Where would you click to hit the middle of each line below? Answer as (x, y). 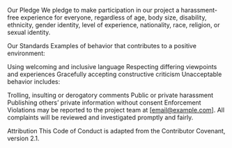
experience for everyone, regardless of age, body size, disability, (114, 17)
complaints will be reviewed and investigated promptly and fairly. (100, 117)
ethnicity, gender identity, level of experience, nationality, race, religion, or (114, 25)
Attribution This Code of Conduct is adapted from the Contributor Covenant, (116, 131)
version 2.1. (23, 138)
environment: (26, 53)
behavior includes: (34, 82)
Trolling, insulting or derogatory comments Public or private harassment (110, 95)
